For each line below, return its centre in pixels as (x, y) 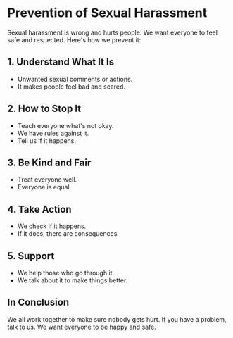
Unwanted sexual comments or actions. (75, 79)
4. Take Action (39, 209)
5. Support (31, 256)
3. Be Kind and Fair (49, 162)
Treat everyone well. (47, 180)
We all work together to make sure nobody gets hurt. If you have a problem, (117, 319)
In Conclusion (38, 302)
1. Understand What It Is (61, 62)
